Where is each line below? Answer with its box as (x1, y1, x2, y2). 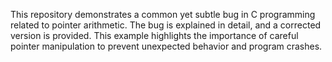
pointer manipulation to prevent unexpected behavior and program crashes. (10, 40, 323, 52)
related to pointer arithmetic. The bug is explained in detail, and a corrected (10, 19, 322, 31)
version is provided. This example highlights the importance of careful (10, 30, 299, 41)
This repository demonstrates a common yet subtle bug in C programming (10, 9, 316, 20)
